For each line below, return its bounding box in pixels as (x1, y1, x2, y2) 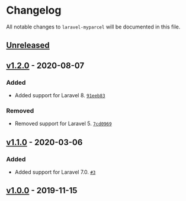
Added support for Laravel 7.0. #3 (14, 168, 96, 176)
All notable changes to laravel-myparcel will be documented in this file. (6, 23, 181, 30)
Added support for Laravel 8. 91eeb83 (14, 92, 105, 99)
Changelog (6, 4, 62, 17)
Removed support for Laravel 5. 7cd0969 (14, 120, 112, 127)
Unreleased (6, 40, 50, 50)
